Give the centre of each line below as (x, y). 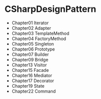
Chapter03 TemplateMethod (40, 33)
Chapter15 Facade (30, 70)
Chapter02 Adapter (31, 28)
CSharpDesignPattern (50, 9)
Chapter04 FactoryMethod (39, 39)
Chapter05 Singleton (33, 44)
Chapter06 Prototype (33, 49)
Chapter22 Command (34, 91)
